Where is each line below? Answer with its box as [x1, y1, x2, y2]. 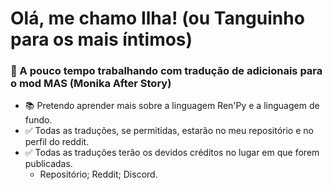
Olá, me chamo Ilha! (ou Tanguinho [10, 7, 305, 30]
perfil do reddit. [24, 136, 90, 148]
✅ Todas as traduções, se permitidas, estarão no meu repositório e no [24, 125, 314, 137]
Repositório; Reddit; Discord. [39, 168, 158, 181]
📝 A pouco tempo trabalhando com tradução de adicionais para [10, 64, 323, 78]
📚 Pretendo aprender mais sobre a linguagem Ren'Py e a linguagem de [24, 100, 320, 112]
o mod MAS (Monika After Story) [10, 77, 172, 91]
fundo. [24, 114, 53, 126]
